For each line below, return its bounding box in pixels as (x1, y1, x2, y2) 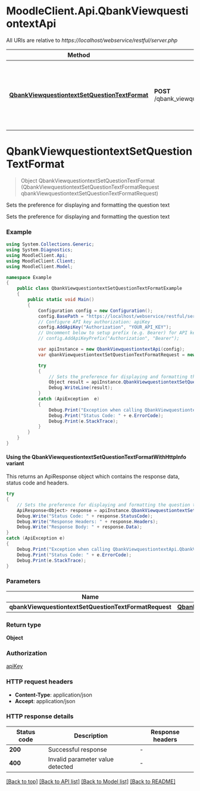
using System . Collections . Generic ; (6, 241, 95, 247)
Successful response (48, 745, 107, 753)
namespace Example (6, 274, 52, 280)
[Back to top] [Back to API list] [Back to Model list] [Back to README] (6, 778, 176, 785)
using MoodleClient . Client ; (6, 258, 76, 264)
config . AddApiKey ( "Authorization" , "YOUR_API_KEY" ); (37, 324, 171, 330)
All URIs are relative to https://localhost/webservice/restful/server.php (6, 36, 178, 44)
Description (74, 731, 108, 740)
